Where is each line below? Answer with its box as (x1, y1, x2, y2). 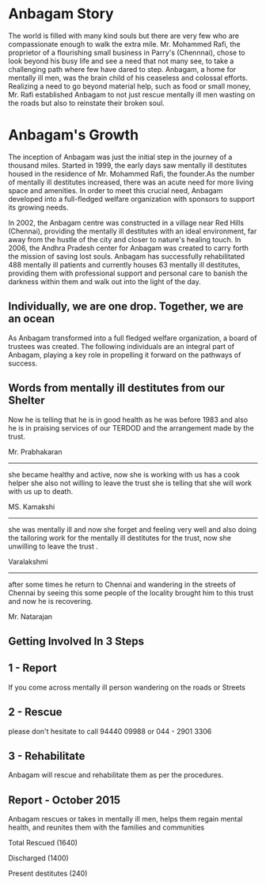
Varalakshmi (8, 556, 49, 566)
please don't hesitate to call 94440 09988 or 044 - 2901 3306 (8, 726, 212, 736)
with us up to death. (8, 486, 74, 496)
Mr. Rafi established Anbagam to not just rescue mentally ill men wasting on (8, 89, 256, 99)
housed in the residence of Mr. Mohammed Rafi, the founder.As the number (8, 169, 255, 178)
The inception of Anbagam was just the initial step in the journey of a (8, 152, 233, 161)
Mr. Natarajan (8, 611, 53, 621)
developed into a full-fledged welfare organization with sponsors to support (8, 194, 255, 203)
